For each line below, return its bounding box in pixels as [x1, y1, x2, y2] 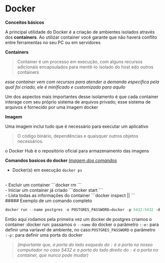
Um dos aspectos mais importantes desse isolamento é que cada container [5, 94, 159, 100]
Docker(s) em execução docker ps [12, 167, 82, 173]
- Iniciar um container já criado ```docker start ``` [5, 187, 103, 193]
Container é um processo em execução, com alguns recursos [17, 58, 143, 64]
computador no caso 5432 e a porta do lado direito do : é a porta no [17, 247, 159, 253]
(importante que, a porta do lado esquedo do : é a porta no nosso [17, 241, 153, 248]
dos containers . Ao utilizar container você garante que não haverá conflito [5, 34, 157, 40]
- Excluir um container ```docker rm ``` [5, 182, 82, 188]
